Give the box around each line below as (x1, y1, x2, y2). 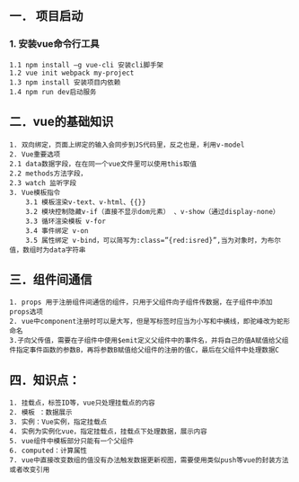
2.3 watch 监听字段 (9, 178, 77, 187)
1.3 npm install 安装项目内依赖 (9, 77, 121, 87)
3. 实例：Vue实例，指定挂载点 (9, 417, 108, 427)
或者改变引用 (9, 466, 50, 475)
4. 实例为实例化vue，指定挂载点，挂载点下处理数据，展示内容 (9, 427, 208, 436)
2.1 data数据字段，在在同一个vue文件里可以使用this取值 (9, 159, 198, 168)
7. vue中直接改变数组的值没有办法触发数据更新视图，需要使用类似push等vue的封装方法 (9, 456, 289, 465)
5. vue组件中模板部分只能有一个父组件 (9, 437, 135, 446)
